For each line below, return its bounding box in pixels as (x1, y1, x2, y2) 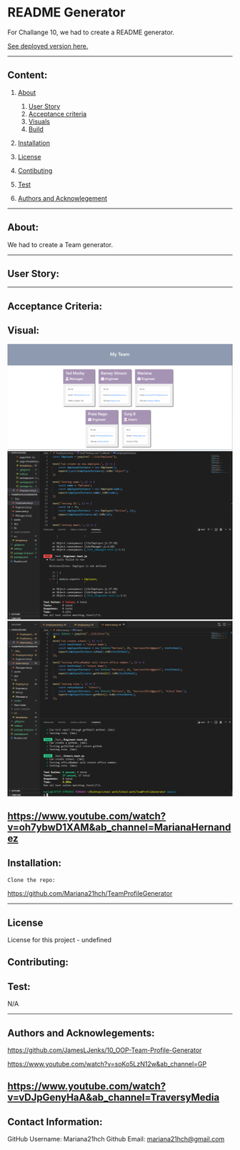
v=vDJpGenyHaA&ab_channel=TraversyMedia (7, 1091, 220, 1104)
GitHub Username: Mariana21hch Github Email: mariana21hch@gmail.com (7, 1135, 225, 1144)
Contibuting (17, 166, 53, 175)
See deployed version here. (7, 41, 89, 50)
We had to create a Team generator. (7, 240, 114, 249)
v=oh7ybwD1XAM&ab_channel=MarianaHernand (7, 821, 231, 834)
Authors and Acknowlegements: (7, 1026, 155, 1039)
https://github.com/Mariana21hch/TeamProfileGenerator (7, 889, 173, 898)
